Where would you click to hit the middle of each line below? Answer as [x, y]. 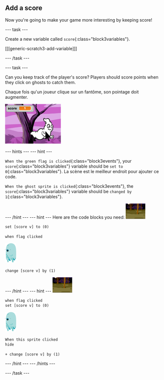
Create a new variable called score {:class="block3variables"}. [68, 39]
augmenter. [17, 97]
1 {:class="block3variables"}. [34, 197]
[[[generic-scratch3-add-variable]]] [41, 48]
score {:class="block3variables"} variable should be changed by [69, 191]
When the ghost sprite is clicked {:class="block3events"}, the [69, 186]
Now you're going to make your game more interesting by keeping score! [79, 20]
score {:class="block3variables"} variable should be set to [64, 166]
